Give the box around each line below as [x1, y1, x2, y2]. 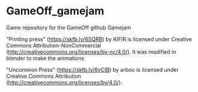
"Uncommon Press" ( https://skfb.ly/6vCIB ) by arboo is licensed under [6, 66, 179, 73]
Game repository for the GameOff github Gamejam [6, 24, 131, 31]
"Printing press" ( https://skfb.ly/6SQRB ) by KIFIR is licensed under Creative [6, 35, 192, 42]
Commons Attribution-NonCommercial [6, 42, 101, 49]
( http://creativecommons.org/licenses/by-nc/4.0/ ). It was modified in [6, 48, 176, 55]
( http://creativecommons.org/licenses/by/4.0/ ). [6, 79, 123, 86]
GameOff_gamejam [6, 4, 104, 18]
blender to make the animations [6, 54, 85, 62]
